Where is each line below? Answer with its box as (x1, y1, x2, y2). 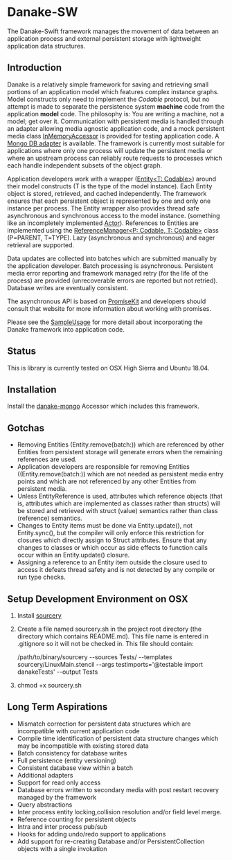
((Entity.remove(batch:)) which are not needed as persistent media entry (17, 470, 224, 478)
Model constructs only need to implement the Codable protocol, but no (7, 95, 210, 103)
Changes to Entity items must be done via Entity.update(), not (17, 521, 193, 530)
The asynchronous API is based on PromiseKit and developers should (7, 297, 206, 305)
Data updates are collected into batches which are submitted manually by (7, 254, 217, 262)
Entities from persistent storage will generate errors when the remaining (17, 448, 223, 456)
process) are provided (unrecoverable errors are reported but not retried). (7, 276, 218, 285)
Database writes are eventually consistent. (7, 283, 129, 292)
